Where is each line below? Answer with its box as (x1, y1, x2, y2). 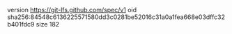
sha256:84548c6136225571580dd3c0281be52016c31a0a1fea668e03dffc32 (7, 13, 225, 21)
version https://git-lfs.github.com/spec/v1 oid (7, 6, 137, 14)
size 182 (36, 20, 60, 28)
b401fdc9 (7, 20, 35, 28)
